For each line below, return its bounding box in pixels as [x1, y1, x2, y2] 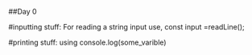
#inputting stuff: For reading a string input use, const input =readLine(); [8, 22, 246, 31]
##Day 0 [8, 7, 38, 16]
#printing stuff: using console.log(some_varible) [8, 37, 167, 47]
